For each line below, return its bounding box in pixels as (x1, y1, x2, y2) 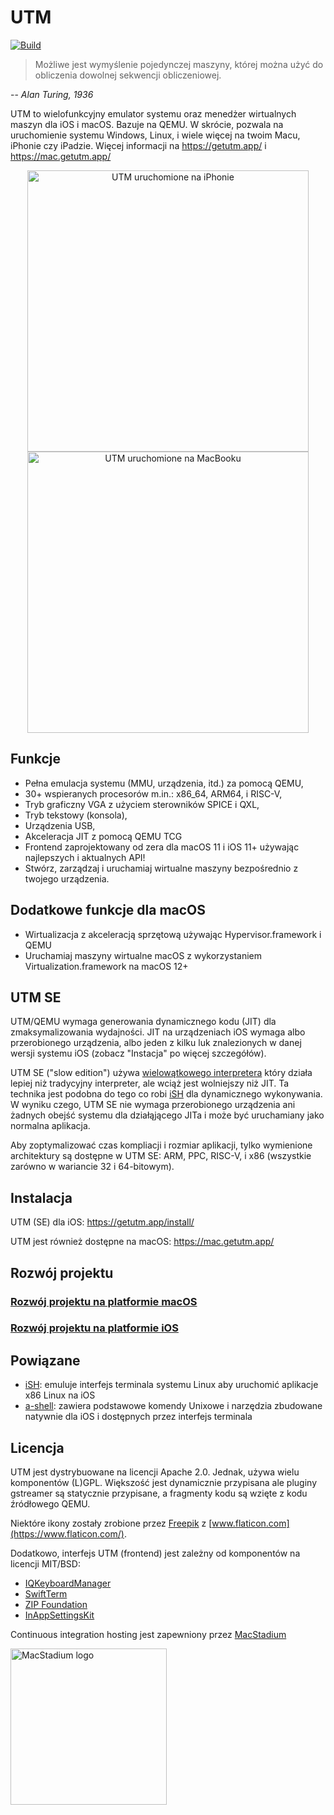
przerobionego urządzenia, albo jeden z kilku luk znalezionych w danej (10, 1037, 302, 1049)
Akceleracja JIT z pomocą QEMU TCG (24, 830, 183, 842)
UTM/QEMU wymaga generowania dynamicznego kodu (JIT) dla (10, 1016, 277, 1028)
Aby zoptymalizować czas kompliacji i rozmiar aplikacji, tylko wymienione (10, 1139, 313, 1151)
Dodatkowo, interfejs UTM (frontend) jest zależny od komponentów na (10, 1547, 301, 1560)
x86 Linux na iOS (24, 1389, 96, 1401)
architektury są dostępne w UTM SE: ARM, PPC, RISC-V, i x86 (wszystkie (10, 1150, 312, 1162)
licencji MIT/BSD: (10, 1558, 81, 1570)
